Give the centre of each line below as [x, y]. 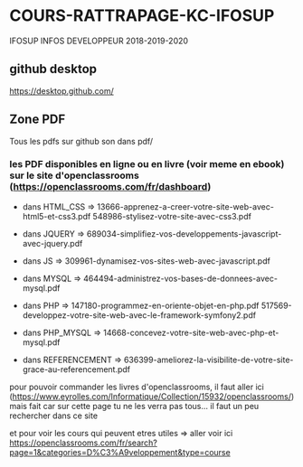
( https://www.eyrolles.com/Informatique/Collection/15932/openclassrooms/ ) [152, 396]
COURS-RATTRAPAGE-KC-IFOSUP [142, 16]
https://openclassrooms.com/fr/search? [84, 443]
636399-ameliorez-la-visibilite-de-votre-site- [208, 360]
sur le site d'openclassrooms [75, 175]
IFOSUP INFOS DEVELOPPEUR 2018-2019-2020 [99, 41]
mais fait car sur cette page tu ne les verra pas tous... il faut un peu [134, 406]
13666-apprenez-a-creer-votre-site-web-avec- [185, 206]
